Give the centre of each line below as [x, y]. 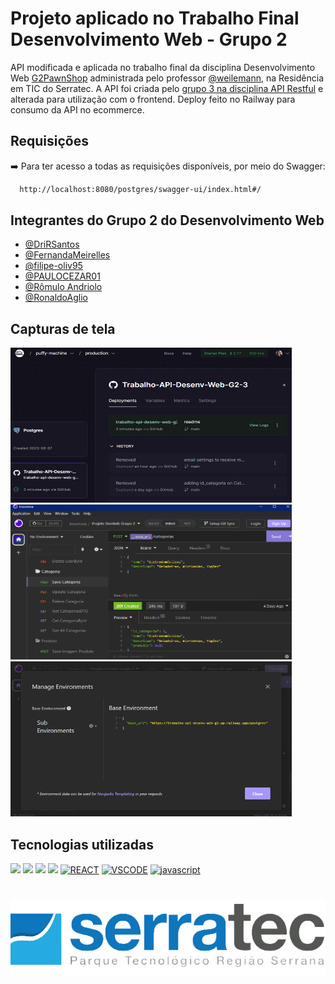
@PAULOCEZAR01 [62, 276]
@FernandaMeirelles [67, 255]
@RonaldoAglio [56, 298]
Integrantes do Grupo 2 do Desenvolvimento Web [167, 220]
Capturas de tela [63, 328]
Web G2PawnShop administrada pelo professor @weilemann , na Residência [167, 78]
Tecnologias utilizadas [82, 844]
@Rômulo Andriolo [63, 287]
